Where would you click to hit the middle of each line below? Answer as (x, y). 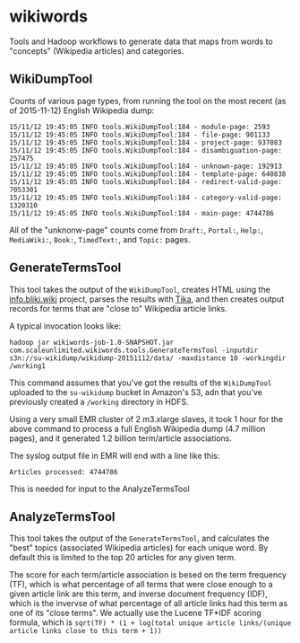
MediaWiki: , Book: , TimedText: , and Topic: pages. (100, 239)
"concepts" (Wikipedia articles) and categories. (97, 50)
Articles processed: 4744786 (64, 472)
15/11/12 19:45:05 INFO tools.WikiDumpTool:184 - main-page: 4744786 (142, 213)
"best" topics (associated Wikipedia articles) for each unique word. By (139, 548)
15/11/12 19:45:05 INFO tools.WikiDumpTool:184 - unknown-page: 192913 (146, 166)
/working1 (28, 366)
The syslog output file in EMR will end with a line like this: (115, 455)
